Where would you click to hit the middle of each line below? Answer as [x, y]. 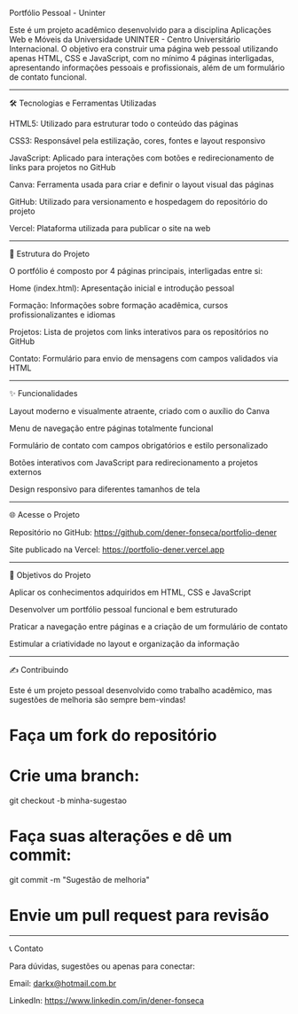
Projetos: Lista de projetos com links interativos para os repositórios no [139, 332]
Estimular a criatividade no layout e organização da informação [124, 643]
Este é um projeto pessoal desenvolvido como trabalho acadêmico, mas [141, 690]
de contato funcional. [48, 77]
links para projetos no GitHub [63, 167]
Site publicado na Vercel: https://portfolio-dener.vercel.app [117, 550]
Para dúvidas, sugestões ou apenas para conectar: [102, 966]
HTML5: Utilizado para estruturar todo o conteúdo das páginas [124, 124]
